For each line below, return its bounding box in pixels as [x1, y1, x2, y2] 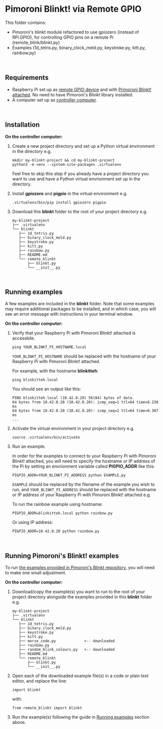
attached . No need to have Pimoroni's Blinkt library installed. [12, 91, 134, 97]
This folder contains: [5, 20, 46, 25]
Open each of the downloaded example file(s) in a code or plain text [12, 673, 149, 679]
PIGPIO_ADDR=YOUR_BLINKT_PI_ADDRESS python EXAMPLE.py [12, 473, 126, 478]
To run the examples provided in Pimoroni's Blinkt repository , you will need [5, 565, 155, 570]
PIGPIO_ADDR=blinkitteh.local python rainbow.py [12, 511, 113, 516]
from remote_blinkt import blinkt [12, 706, 82, 710]
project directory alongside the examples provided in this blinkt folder [12, 594, 152, 600]
